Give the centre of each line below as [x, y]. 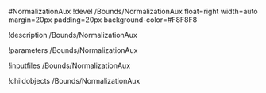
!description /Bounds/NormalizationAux [73, 35]
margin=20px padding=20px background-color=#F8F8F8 [103, 20]
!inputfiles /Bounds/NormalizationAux [69, 65]
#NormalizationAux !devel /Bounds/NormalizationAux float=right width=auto [133, 11]
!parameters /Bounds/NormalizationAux [73, 50]
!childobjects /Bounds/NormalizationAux [74, 81]
